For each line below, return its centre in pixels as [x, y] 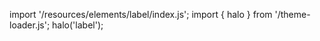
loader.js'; [30, 25]
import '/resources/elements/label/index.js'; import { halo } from [141, 14]
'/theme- [292, 14]
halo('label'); [78, 25]
